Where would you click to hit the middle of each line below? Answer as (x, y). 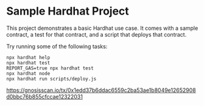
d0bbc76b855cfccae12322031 (45, 96)
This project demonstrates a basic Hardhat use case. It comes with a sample (102, 28)
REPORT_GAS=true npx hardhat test (50, 68)
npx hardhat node (28, 73)
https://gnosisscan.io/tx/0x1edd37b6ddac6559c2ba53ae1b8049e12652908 (101, 90)
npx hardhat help (28, 57)
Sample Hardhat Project (68, 11)
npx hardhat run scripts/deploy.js (51, 79)
